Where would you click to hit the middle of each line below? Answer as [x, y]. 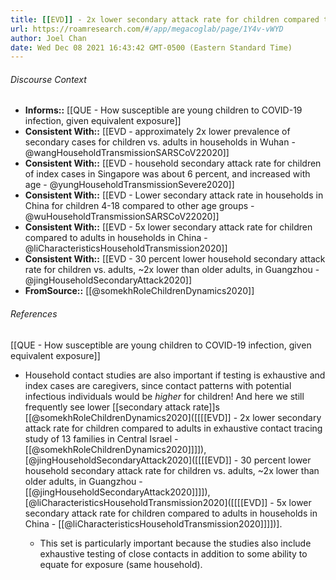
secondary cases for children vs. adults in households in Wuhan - [160, 142]
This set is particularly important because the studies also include [175, 543]
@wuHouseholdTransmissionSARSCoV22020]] [122, 217]
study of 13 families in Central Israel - [101, 438]
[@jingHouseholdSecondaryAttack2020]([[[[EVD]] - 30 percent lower [168, 460]
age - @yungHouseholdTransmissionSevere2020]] [129, 185]
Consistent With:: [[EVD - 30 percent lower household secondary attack [175, 259]
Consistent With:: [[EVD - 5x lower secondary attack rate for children [168, 227]
